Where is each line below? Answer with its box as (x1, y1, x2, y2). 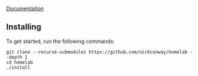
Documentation (6, 5, 44, 12)
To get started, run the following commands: (6, 38, 115, 45)
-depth (6, 54, 23, 60)
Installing (6, 22, 42, 32)
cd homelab (6, 59, 33, 65)
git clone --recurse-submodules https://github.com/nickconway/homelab (6, 49, 187, 55)
